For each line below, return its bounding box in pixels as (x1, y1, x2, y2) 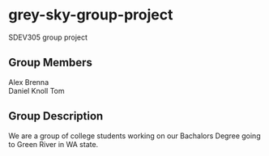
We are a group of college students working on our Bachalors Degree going (8, 131, 261, 141)
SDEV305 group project (8, 32, 88, 42)
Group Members (8, 56, 93, 70)
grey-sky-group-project (8, 6, 173, 24)
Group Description (8, 109, 104, 123)
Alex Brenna (8, 77, 49, 86)
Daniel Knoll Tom (8, 86, 65, 95)
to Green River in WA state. (8, 139, 99, 149)
